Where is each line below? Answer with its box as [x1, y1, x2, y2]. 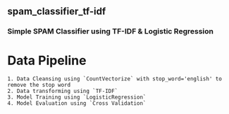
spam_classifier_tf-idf [7, 6, 106, 17]
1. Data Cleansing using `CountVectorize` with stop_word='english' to [7, 76, 222, 83]
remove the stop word [7, 82, 71, 89]
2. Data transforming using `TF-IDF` [7, 87, 118, 95]
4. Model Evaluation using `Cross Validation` [7, 100, 147, 107]
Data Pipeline [7, 52, 87, 69]
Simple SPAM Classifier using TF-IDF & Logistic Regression [7, 27, 213, 36]
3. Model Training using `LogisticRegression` [7, 94, 147, 101]
